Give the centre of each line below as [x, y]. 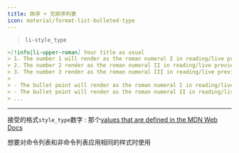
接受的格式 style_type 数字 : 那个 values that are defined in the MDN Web [113, 119]
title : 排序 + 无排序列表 [42, 14]
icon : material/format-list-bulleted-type [71, 21]
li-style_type [46, 40]
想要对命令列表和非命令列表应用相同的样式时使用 [79, 142]
